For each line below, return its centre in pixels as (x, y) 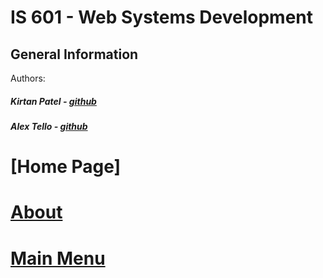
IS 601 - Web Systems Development (162, 17)
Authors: (28, 78)
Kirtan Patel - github (53, 101)
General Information (74, 54)
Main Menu (58, 258)
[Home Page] (66, 167)
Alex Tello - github (49, 126)
